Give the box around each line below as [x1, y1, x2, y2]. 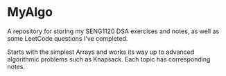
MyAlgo [7, 4, 53, 20]
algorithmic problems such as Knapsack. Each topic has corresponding [7, 55, 211, 63]
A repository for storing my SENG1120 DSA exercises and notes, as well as [7, 27, 220, 35]
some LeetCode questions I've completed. [7, 34, 128, 42]
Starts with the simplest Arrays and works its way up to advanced [7, 48, 195, 56]
